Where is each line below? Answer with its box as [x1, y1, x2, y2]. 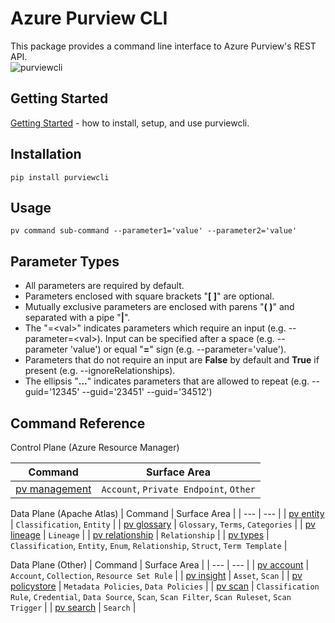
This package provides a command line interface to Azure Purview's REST [10, 40, 317, 52]
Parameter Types [10, 253, 120, 270]
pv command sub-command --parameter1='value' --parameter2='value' [10, 226, 298, 236]
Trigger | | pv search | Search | [10, 602, 137, 613]
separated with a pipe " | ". [24, 312, 131, 324]
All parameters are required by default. [24, 280, 185, 292]
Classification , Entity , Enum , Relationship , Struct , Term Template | [10, 540, 288, 551]
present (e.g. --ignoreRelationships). [24, 365, 176, 377]
